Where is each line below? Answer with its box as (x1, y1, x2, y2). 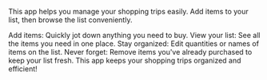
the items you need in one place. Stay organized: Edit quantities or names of (8, 39, 260, 48)
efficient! (8, 64, 38, 74)
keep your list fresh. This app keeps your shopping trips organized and (8, 55, 241, 65)
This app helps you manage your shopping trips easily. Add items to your (8, 7, 249, 16)
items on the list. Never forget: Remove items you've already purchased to (8, 48, 253, 56)
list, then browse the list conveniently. (8, 15, 133, 25)
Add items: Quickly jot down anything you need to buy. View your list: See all (8, 31, 261, 40)
